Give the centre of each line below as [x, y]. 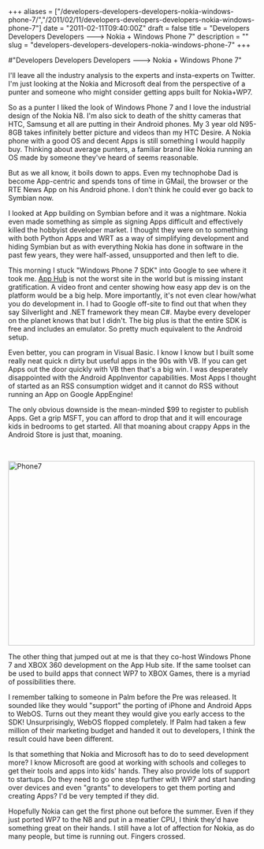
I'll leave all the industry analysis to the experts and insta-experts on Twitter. [132, 75]
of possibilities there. [42, 682]
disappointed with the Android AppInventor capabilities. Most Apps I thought [132, 378]
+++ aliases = [31, 11]
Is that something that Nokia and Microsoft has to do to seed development [128, 754]
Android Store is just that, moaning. [65, 435]
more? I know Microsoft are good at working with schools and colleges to [127, 762]
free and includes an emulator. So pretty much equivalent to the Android [125, 329]
